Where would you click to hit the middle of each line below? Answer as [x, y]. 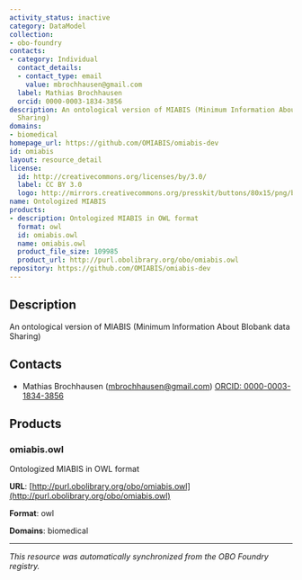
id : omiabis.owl [48, 235]
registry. [25, 567]
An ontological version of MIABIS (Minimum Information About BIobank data [150, 326]
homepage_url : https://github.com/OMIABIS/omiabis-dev [114, 143]
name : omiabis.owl [52, 244]
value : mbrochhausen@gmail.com [84, 85]
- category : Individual [54, 59]
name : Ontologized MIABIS [58, 202]
